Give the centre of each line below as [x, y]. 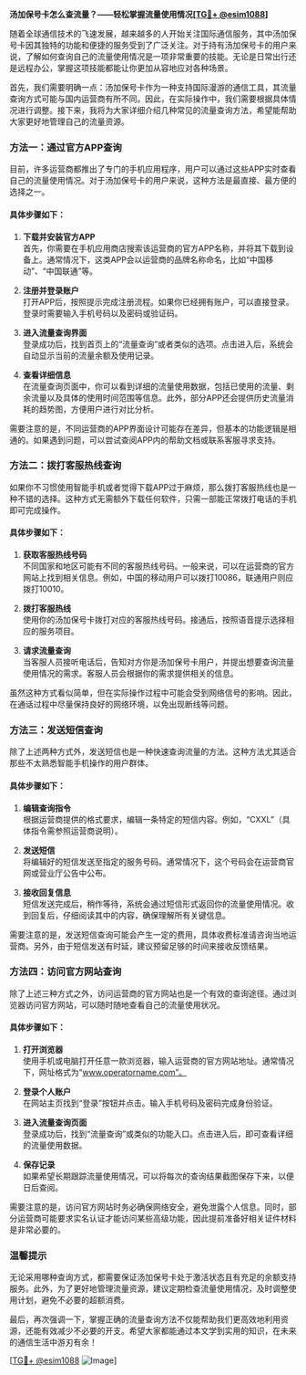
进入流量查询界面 [55, 332]
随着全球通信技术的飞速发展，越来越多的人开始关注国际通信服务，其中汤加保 [153, 34]
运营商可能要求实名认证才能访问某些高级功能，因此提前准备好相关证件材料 [157, 1218]
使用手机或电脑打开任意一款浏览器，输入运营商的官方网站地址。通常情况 [158, 1061]
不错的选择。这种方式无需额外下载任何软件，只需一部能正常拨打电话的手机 [157, 499]
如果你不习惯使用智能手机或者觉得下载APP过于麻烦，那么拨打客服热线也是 [149, 487]
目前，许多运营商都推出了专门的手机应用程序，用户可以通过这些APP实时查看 [153, 169]
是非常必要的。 [37, 1230]
